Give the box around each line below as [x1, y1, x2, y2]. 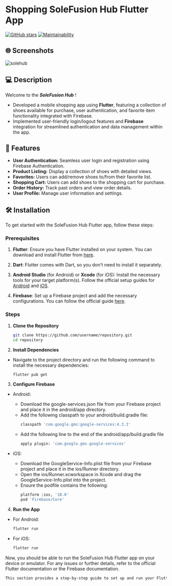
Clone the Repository [12, 323, 59, 329]
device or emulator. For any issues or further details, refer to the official [5, 560, 156, 566]
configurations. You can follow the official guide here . [12, 298, 126, 304]
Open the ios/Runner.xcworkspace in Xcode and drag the [20, 471, 142, 478]
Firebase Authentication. [12, 163, 65, 169]
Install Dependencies [12, 347, 59, 353]
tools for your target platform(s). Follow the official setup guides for [12, 277, 155, 283]
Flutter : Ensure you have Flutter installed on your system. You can [12, 247, 153, 253]
